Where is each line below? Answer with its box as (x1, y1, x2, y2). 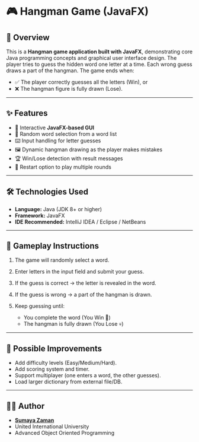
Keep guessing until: (14, 303, 65, 310)
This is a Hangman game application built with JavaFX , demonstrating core (6, 48, 193, 55)
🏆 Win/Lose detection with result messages (14, 155, 123, 162)
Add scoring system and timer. (14, 365, 90, 373)
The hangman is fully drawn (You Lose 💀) (23, 320, 124, 327)
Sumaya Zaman (14, 416, 54, 424)
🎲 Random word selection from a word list (14, 130, 117, 137)
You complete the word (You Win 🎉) (23, 314, 111, 321)
